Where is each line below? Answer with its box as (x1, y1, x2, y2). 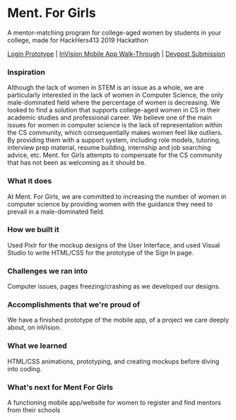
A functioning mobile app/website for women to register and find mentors (7, 398, 221, 407)
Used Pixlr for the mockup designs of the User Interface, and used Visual (7, 240, 220, 249)
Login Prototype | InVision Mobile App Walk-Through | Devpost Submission (7, 49, 225, 58)
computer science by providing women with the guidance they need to (7, 199, 213, 208)
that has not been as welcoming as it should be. (7, 158, 146, 167)
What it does (7, 176, 52, 186)
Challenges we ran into (7, 266, 88, 276)
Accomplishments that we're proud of (7, 300, 140, 310)
